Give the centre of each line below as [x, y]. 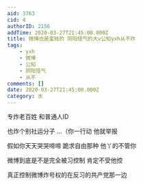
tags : [15, 45]
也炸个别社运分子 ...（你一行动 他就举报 [62, 131]
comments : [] [26, 84]
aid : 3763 [21, 13]
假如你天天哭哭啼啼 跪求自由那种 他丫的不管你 [72, 146]
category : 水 [25, 97]
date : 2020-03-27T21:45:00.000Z [53, 90]
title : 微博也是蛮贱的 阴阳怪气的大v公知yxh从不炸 [71, 39]
